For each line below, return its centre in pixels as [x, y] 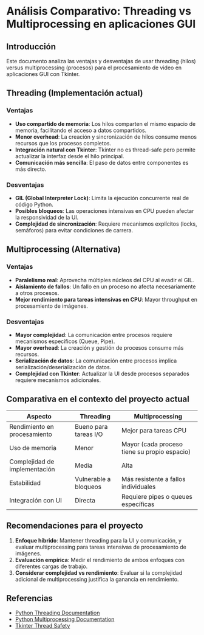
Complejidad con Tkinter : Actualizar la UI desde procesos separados [102, 373]
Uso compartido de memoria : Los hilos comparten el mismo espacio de [105, 123]
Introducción [31, 47]
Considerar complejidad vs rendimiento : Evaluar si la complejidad [99, 572]
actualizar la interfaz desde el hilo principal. [70, 156]
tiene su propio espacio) [156, 451]
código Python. [34, 204]
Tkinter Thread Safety [42, 626]
